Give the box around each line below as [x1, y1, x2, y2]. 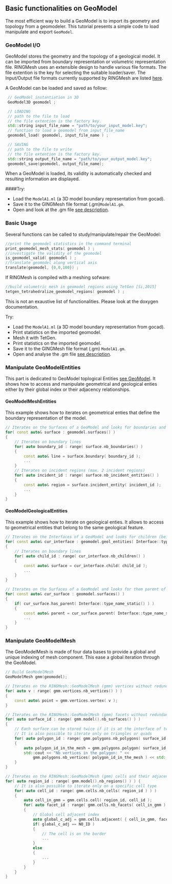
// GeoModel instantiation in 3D [7, 95, 79, 100]
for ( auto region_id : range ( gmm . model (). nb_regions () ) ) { [5, 778, 141, 784]
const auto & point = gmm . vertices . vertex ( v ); [14, 698, 118, 703]
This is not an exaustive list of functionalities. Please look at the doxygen [5, 298, 159, 305]
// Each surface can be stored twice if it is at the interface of [14, 726, 161, 731]
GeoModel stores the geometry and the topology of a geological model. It [5, 53, 160, 60]
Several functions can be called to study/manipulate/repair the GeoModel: [5, 231, 161, 237]
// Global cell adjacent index [32, 812, 100, 817]
